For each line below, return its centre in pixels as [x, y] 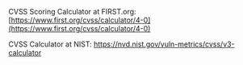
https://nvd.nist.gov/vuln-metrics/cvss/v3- [164, 44]
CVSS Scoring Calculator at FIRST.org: [72, 12]
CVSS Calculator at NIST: [50, 44]
